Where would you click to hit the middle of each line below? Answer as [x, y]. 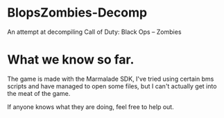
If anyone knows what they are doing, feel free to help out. [91, 107]
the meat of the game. [39, 93]
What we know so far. [71, 60]
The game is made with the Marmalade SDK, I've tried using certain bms [111, 79]
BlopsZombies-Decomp [77, 13]
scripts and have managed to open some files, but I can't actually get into [112, 86]
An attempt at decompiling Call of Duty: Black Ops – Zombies [94, 32]
